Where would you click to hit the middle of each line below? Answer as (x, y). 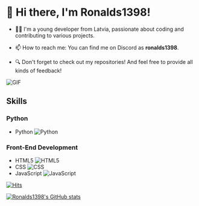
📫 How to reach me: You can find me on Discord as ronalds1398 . (97, 47)
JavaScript (28, 173)
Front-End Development (42, 147)
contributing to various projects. (55, 35)
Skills (17, 101)
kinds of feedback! (38, 70)
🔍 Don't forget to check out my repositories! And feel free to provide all (104, 62)
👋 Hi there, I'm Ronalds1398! (78, 12)
